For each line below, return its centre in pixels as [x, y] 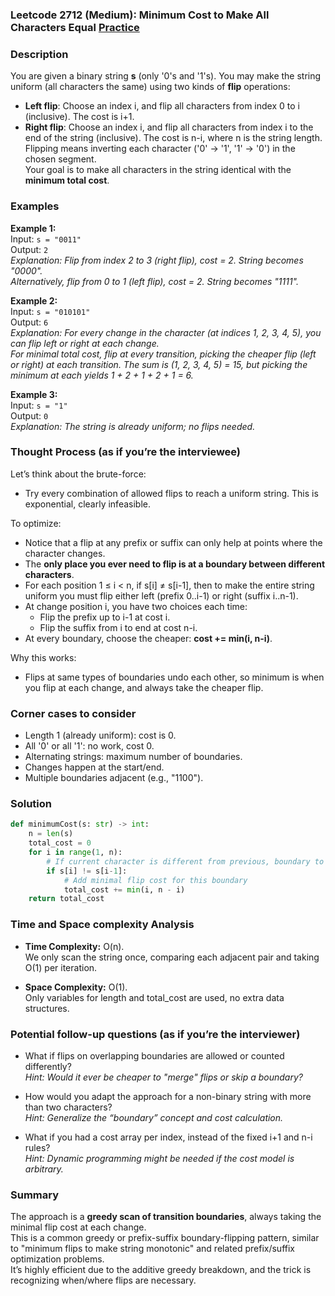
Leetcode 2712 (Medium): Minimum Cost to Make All [140, 15]
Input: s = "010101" [50, 311]
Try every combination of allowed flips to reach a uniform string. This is [171, 493]
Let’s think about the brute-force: [78, 474]
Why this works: [43, 657]
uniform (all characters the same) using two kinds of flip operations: [150, 87]
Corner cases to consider [73, 713]
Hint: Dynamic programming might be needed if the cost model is [159, 1158]
